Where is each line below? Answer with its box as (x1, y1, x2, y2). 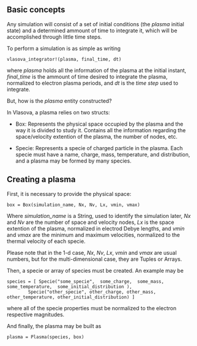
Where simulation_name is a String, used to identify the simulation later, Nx (7, 212, 191, 219)
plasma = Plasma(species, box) (7, 333, 85, 340)
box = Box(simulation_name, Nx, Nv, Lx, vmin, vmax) (7, 202, 140, 208)
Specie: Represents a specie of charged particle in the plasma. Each (15, 144, 183, 151)
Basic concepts (7, 5, 65, 15)
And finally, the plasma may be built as (7, 322, 102, 329)
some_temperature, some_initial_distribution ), (7, 283, 133, 289)
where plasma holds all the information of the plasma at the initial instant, (7, 67, 187, 74)
